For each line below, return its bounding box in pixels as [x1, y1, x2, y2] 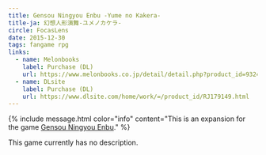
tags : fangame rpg [8, 41, 69, 49]
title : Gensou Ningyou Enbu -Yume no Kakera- [8, 11, 161, 20]
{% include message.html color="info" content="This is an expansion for [8, 114, 246, 123]
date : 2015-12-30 [8, 33, 66, 42]
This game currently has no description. [8, 138, 139, 147]
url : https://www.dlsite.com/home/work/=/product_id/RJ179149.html [22, 93, 249, 100]
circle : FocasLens [8, 26, 69, 34]
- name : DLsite [15, 77, 66, 85]
